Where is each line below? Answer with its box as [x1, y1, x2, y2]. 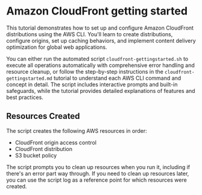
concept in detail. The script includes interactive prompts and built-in [6, 80, 178, 88]
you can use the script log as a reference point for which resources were [6, 176, 187, 184]
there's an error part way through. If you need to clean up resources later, [6, 170, 189, 177]
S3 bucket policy [14, 152, 57, 159]
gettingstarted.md [6, 75, 52, 82]
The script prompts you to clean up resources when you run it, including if [6, 163, 191, 170]
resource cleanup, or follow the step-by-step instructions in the [6, 68, 164, 75]
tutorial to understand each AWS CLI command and [53, 74, 181, 82]
